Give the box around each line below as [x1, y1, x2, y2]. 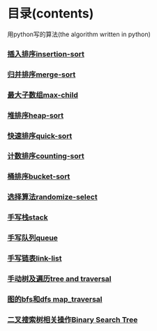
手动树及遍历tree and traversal [7, 274, 112, 284]
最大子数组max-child [7, 90, 78, 100]
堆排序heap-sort [7, 110, 64, 120]
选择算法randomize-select [7, 192, 98, 202]
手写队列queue [7, 233, 58, 243]
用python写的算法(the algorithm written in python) [7, 30, 151, 38]
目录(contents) [7, 6, 94, 22]
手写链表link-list [7, 254, 62, 263]
